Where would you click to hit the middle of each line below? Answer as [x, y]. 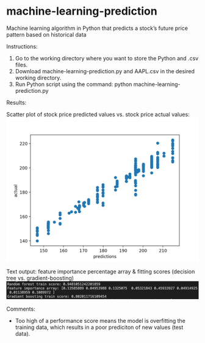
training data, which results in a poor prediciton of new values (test [99, 327]
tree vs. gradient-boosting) [40, 278]
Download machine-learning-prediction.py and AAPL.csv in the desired [105, 71]
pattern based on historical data [46, 34]
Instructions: [22, 46]
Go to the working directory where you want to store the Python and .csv [107, 58]
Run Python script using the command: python [74, 84]
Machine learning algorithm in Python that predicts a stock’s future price [97, 28]
